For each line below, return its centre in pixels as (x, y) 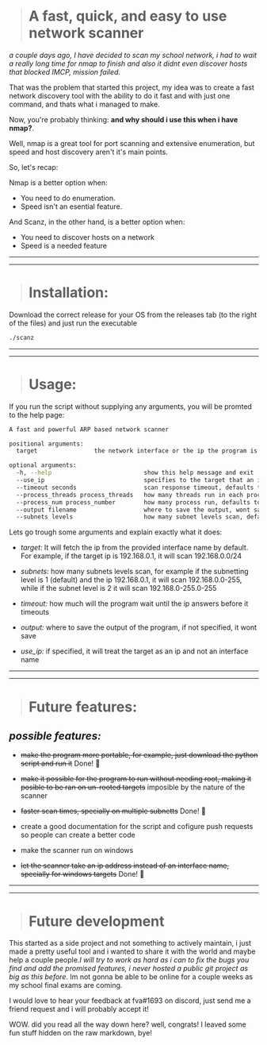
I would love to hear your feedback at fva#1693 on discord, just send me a (130, 1001)
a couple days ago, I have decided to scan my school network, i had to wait (133, 55)
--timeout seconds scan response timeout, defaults (135, 488)
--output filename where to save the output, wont (133, 510)
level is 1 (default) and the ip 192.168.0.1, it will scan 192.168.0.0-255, (131, 580)
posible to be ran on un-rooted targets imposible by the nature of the (133, 787)
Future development (96, 921)
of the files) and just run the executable (73, 323)
